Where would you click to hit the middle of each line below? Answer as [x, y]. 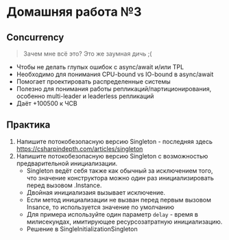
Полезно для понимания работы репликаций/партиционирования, [114, 89]
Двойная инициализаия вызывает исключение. [96, 192]
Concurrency [35, 37]
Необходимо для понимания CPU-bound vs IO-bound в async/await [115, 74]
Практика [28, 125]
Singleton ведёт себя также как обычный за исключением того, [120, 170]
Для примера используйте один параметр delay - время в [112, 214]
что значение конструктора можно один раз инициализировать [120, 178]
